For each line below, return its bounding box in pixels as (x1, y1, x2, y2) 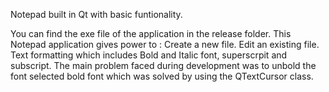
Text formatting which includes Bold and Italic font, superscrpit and (10, 49, 288, 61)
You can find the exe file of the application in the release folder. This (10, 28, 292, 39)
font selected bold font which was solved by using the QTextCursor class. (10, 70, 314, 82)
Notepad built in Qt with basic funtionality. (10, 9, 183, 20)
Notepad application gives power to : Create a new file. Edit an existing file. (10, 39, 320, 50)
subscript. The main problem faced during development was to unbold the (10, 60, 317, 71)
